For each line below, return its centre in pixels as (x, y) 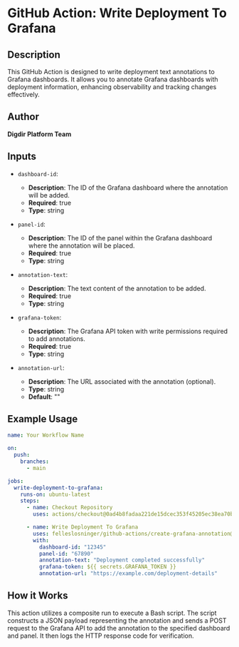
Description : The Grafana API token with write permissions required (128, 331)
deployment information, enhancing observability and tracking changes (112, 87)
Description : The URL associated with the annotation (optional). (122, 381)
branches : (35, 462)
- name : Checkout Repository (69, 508)
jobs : (15, 481)
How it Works (38, 596)
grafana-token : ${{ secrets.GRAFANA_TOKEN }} (107, 567)
